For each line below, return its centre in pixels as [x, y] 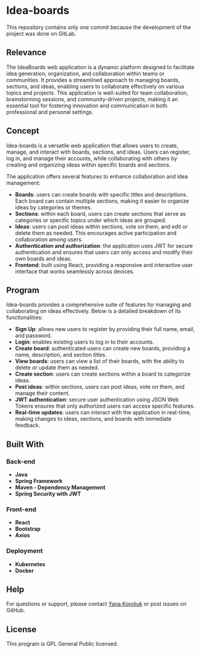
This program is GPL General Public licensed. [62, 644]
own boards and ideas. [43, 258]
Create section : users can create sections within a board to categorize [103, 374]
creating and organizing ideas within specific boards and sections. [88, 165]
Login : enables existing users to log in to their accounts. [85, 342]
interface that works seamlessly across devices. [75, 271]
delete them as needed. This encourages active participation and [96, 233]
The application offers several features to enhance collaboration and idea [97, 176]
